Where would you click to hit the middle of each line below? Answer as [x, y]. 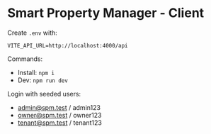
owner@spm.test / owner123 [59, 115]
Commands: [25, 59]
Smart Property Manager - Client [106, 13]
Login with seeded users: [44, 94]
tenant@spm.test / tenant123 [60, 123]
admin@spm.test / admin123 [59, 107]
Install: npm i [36, 72]
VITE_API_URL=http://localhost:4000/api [68, 45]
